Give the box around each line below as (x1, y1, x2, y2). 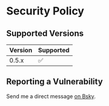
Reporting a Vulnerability (6, 76, 103, 87)
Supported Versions (6, 28, 84, 39)
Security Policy (6, 4, 85, 18)
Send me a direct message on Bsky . (6, 92, 96, 100)
